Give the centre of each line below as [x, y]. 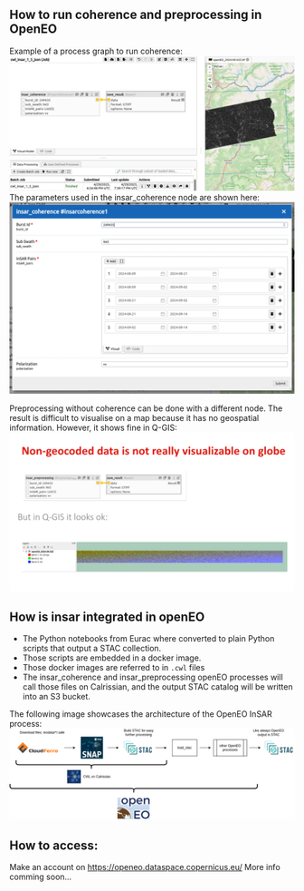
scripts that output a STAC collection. [92, 649]
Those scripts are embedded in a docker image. [112, 658]
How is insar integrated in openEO [107, 617]
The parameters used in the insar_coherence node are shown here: [135, 198]
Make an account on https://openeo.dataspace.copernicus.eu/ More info [145, 867]
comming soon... [41, 877]
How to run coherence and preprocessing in [136, 15]
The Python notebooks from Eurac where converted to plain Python [148, 639]
